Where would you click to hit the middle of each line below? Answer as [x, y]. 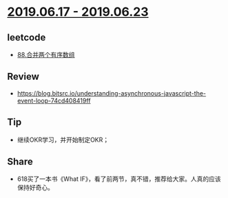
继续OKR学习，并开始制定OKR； [63, 140]
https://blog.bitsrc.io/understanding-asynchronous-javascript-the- [112, 93]
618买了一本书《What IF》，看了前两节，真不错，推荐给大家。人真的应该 [119, 179]
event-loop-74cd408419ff [54, 100]
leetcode [27, 37]
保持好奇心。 [35, 188]
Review [23, 77]
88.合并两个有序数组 [46, 55]
